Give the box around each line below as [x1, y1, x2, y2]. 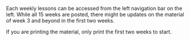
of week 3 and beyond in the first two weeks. [6, 17, 115, 24]
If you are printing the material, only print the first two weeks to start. [6, 28, 172, 35]
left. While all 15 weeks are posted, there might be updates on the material [6, 11, 184, 18]
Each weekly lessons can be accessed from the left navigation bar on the [6, 5, 182, 12]
